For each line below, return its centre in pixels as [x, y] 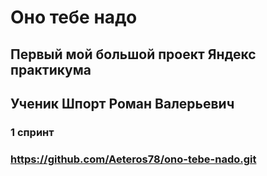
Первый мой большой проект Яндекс [133, 54]
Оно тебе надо [74, 17]
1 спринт [32, 132]
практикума [51, 69]
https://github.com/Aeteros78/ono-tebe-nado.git [133, 159]
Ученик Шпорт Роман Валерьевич [122, 103]
